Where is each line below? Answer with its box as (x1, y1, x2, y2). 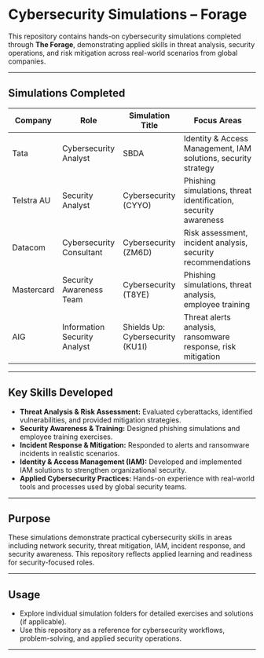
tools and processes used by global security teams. (19, 481, 187, 492)
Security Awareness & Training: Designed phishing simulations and (19, 423, 240, 433)
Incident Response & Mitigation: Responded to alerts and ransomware (19, 440, 250, 449)
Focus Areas (193, 115, 242, 126)
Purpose (8, 512, 51, 525)
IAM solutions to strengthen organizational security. (19, 465, 187, 474)
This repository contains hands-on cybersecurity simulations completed (8, 31, 242, 41)
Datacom (12, 242, 46, 253)
